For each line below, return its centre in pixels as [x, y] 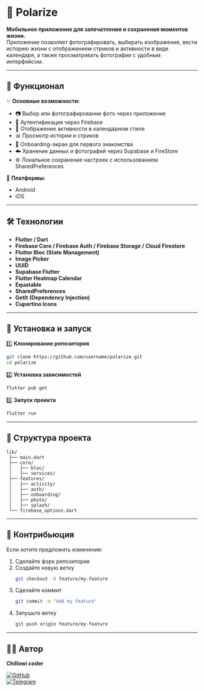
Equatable [28, 284]
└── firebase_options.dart [43, 510]
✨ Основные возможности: [43, 101]
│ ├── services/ [32, 473]
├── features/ [27, 478]
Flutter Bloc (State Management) [57, 252]
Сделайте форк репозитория [52, 561]
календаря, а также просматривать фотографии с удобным [83, 55]
